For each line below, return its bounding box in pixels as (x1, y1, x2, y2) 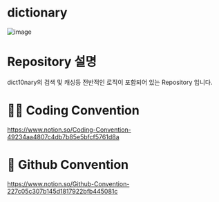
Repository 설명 (7, 54, 97, 70)
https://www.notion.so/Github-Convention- (7, 179, 130, 188)
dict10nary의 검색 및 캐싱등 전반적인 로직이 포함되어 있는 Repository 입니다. (7, 78, 213, 86)
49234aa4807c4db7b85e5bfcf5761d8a (7, 132, 120, 141)
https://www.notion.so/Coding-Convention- (7, 125, 131, 134)
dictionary (7, 5, 68, 21)
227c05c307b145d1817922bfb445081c (7, 187, 118, 195)
